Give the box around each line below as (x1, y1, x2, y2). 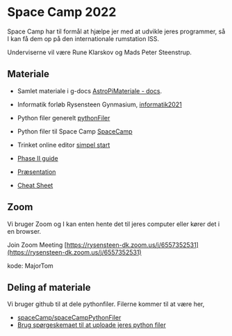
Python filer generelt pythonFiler (17, 113, 110, 122)
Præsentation (17, 168, 56, 176)
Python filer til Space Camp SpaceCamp (17, 127, 133, 136)
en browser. (7, 227, 42, 235)
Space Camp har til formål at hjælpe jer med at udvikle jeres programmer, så (7, 27, 226, 35)
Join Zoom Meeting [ (7, 241, 67, 249)
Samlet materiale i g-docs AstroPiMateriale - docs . (17, 86, 162, 95)
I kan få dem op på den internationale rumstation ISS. (7, 34, 160, 42)
